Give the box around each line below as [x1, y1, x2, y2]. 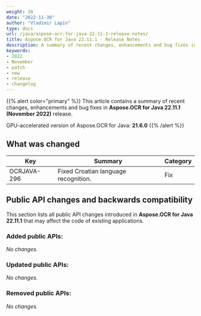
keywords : [6, 48, 31, 54]
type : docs [6, 25, 33, 32]
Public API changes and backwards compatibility [6, 195, 193, 205]
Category [164, 157, 192, 165]
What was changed [6, 139, 80, 150]
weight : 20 [6, 8, 33, 15]
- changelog [6, 81, 36, 87]
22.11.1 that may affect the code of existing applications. [6, 217, 144, 224]
